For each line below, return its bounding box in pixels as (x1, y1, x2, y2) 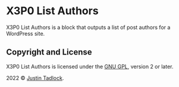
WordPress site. (6, 30, 45, 37)
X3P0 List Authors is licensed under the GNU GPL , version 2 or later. (6, 63, 174, 70)
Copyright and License (6, 47, 92, 57)
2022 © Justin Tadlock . (6, 74, 64, 81)
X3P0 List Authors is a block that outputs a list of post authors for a (6, 24, 171, 31)
